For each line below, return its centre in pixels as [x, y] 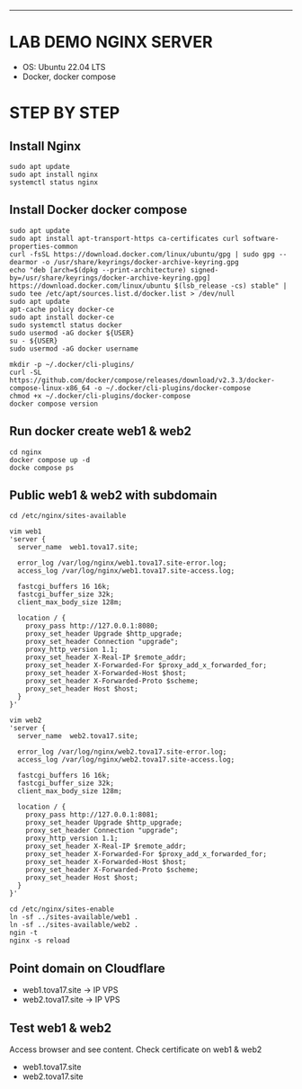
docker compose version [54, 404]
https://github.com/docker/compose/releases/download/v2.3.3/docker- [142, 380]
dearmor [24, 262]
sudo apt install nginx [54, 174]
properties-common [44, 246]
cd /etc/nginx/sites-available [68, 516]
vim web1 [26, 531]
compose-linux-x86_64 [50, 388]
